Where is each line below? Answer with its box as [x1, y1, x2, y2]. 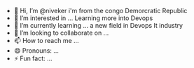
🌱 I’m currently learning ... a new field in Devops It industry [13, 22, 183, 29]
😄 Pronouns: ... [13, 46, 60, 55]
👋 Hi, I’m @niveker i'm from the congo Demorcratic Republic [13, 7, 188, 15]
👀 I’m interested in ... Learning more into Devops [13, 14, 153, 22]
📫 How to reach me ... [13, 37, 79, 44]
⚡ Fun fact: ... [13, 54, 53, 62]
